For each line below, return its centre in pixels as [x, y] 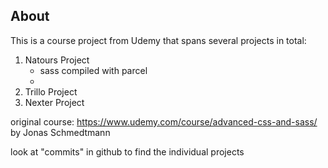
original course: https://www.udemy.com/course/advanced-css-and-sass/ [164, 121]
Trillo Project [51, 91]
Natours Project [57, 60]
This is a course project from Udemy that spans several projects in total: [158, 40]
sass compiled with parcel [93, 70]
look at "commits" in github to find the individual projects [127, 151]
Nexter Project [54, 102]
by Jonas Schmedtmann [60, 132]
